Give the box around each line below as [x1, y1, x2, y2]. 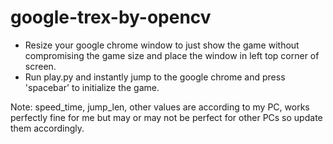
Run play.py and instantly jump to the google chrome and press [24, 71, 286, 83]
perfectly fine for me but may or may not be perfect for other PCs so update [10, 111, 323, 123]
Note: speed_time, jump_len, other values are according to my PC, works [10, 101, 310, 113]
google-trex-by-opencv [10, 6, 212, 29]
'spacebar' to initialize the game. [24, 81, 160, 93]
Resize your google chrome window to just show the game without [24, 39, 300, 51]
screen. [24, 60, 57, 72]
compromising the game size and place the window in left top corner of [24, 49, 320, 61]
